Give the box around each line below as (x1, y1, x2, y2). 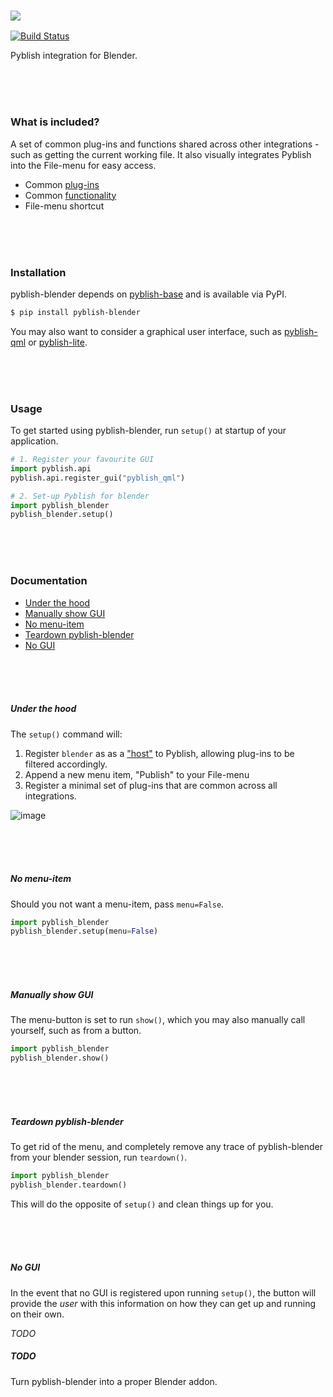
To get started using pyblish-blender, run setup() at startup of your (10, 425, 287, 437)
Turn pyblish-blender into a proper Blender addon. (10, 1375, 218, 1387)
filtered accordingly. (24, 758, 108, 770)
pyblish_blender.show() (10, 1053, 110, 1064)
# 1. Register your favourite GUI (10, 455, 155, 465)
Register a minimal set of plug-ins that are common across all (24, 779, 278, 791)
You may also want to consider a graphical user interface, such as (10, 325, 282, 337)
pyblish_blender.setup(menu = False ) (10, 926, 159, 937)
